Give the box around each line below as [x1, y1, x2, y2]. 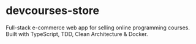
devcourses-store [6, 4, 99, 18]
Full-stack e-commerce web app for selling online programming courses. [6, 24, 190, 31]
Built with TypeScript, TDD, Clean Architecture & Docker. [6, 30, 148, 37]
